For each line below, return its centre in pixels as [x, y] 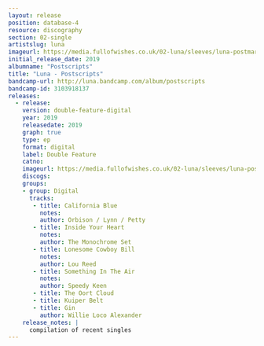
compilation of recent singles [80, 330]
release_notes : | [51, 322]
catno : [33, 162]
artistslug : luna [37, 45]
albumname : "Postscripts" [50, 67]
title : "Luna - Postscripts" [56, 74]
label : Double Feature [59, 154]
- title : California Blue [75, 205]
